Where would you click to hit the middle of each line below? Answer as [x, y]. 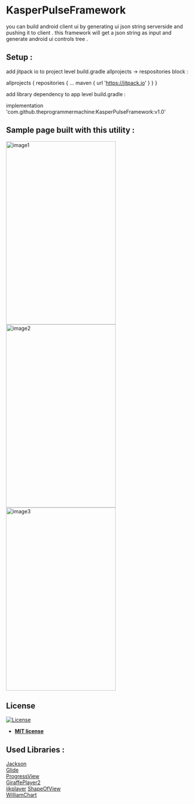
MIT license [29, 731]
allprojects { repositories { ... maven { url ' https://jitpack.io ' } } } [82, 83]
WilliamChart [21, 795]
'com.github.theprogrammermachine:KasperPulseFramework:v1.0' [86, 111]
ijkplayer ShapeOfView [34, 789]
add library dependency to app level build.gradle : [66, 94]
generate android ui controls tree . [47, 39]
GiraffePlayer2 [23, 782]
